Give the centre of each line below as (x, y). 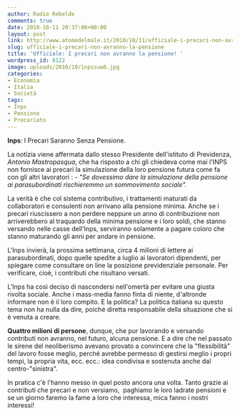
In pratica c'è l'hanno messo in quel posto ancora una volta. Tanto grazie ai (118, 382)
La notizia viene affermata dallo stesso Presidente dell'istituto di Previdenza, (120, 154)
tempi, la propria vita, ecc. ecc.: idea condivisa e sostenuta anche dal (109, 361)
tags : (15, 101)
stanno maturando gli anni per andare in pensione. (81, 236)
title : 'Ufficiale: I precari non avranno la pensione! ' (95, 54)
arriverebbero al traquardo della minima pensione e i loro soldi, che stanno (117, 221)
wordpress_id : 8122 (36, 61)
